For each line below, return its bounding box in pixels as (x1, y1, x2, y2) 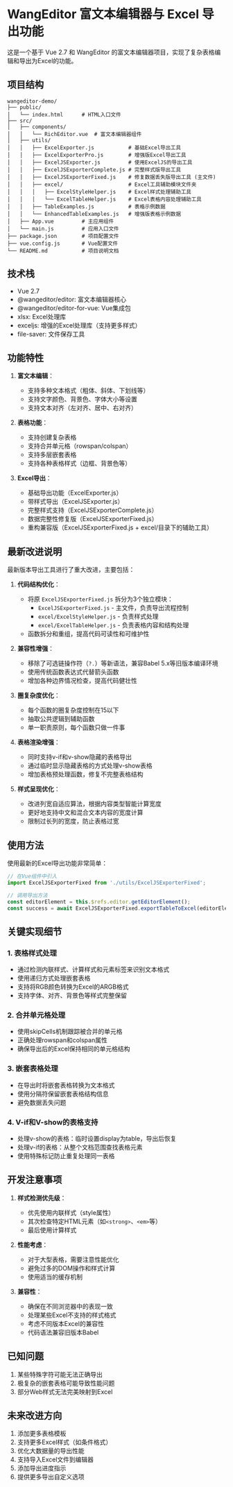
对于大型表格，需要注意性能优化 (27, 1255, 119, 1264)
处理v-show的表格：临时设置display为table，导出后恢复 (17, 1134, 177, 1142)
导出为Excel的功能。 (19, 56, 78, 65)
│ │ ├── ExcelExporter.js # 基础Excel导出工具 (7, 144, 182, 151)
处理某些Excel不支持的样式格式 (27, 1311, 116, 1319)
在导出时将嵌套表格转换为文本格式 (17, 1080, 115, 1089)
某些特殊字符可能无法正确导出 (17, 1370, 103, 1378)
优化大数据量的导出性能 (17, 1447, 85, 1455)
